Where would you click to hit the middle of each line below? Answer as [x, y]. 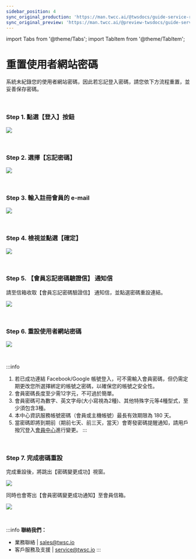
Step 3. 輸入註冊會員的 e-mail [48, 198]
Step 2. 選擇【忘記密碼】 [41, 157]
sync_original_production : [39, 17]
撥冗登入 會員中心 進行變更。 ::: [51, 430]
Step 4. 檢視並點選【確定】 [44, 238]
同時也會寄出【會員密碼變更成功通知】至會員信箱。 [67, 495]
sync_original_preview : [35, 22]
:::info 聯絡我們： [26, 530]
